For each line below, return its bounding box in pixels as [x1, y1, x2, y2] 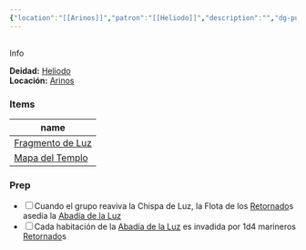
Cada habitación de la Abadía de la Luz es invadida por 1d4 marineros [34, 221, 296, 233]
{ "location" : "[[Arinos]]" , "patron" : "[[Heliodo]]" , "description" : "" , [9, 13, 275, 23]
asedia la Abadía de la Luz [22, 211, 121, 222]
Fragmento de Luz [14, 136, 93, 149]
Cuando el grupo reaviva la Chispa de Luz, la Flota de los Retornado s [34, 201, 294, 212]
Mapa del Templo [14, 151, 88, 164]
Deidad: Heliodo [9, 65, 71, 76]
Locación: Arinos [9, 75, 75, 86]
